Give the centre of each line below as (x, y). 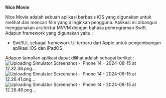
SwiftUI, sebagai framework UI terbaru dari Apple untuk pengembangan (87, 43)
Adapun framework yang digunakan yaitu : (49, 33)
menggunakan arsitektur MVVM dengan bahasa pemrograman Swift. (76, 28)
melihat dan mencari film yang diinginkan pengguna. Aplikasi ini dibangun (81, 22)
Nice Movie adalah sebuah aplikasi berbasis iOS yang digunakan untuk (78, 17)
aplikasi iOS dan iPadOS (37, 48)
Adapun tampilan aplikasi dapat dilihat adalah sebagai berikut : (70, 58)
